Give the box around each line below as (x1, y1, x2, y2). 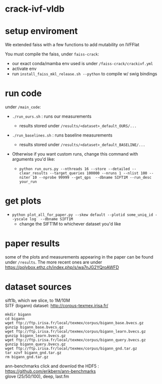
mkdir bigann (5, 312, 31, 317)
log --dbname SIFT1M (29, 217, 74, 222)
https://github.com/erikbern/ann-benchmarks (5, 368, 96, 374)
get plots (5, 195, 42, 207)
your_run (19, 179, 37, 184)
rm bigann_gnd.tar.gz (5, 354, 49, 359)
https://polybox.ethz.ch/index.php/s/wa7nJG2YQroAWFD (5, 264, 119, 270)
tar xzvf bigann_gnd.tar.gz (5, 350, 62, 355)
